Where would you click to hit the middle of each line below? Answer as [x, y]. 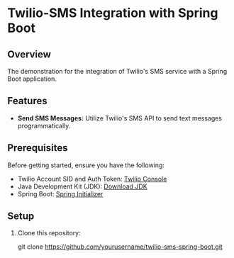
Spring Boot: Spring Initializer [60, 193]
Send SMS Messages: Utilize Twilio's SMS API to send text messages [119, 118]
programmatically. [44, 125]
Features [27, 101]
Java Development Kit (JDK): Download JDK [82, 186]
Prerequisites [38, 148]
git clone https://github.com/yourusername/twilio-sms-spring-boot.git [120, 247]
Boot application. [32, 79]
